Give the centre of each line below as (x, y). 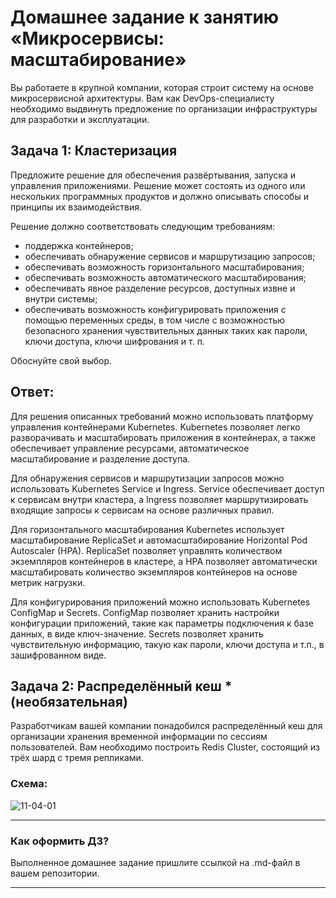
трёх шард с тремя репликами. (77, 758)
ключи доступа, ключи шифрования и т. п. (114, 341)
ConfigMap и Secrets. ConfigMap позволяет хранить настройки (145, 612)
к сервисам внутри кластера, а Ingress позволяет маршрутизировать (159, 499)
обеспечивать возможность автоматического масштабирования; (165, 277)
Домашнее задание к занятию (145, 17)
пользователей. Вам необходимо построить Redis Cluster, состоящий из (165, 747)
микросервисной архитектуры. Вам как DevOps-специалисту (142, 98)
